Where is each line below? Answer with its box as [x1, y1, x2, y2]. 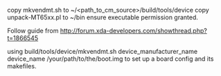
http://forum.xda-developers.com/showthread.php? [60, 27, 208, 35]
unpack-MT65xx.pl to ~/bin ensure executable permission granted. [7, 13, 199, 21]
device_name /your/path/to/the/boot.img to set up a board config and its [7, 55, 214, 63]
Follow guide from [7, 27, 59, 35]
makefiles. [7, 62, 37, 70]
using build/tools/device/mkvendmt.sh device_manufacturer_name [7, 48, 198, 55]
